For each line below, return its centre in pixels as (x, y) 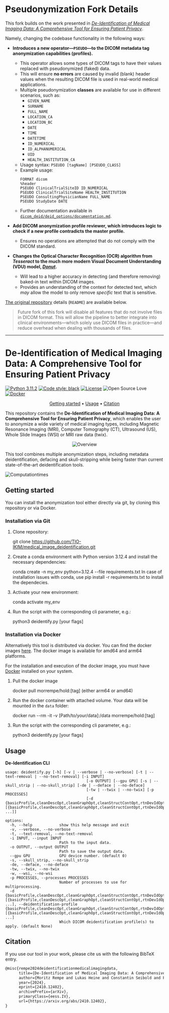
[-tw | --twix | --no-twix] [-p (120, 790)
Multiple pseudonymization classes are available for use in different (90, 90)
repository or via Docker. (31, 508)
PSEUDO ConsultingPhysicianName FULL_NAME (65, 197)
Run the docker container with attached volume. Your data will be (80, 700)
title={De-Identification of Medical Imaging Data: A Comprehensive (92, 973)
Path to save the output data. (92, 851)
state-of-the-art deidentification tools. (45, 464)
